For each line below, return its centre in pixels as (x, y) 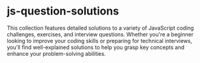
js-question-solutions (63, 11)
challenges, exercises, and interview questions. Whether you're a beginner (100, 34)
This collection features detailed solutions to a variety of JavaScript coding (101, 28)
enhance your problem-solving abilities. (56, 53)
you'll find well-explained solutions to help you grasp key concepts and (96, 47)
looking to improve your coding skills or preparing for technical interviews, (100, 41)
